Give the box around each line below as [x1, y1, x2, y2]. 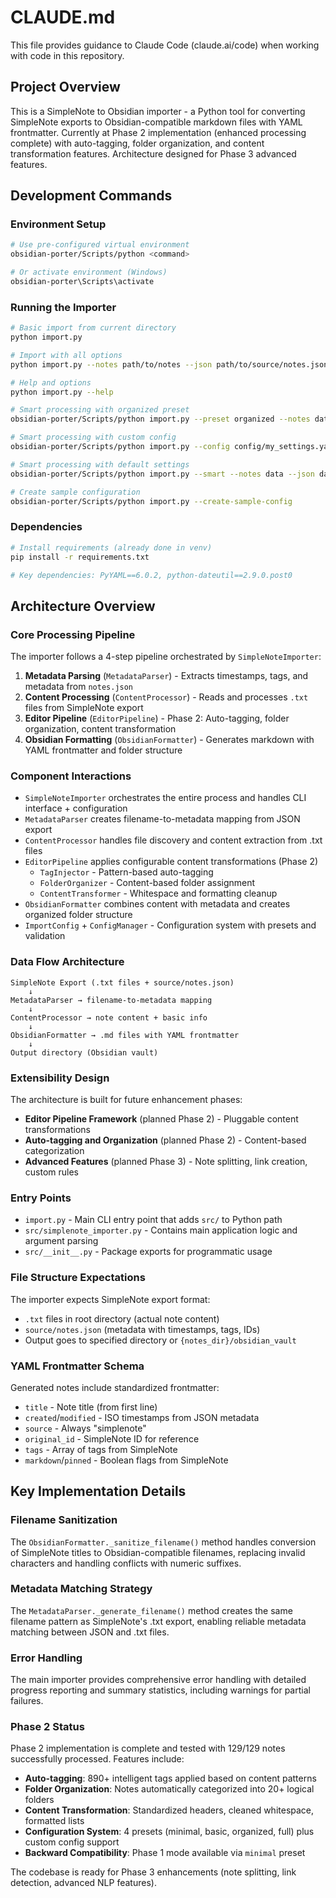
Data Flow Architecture [10, 955, 125, 969]
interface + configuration [24, 802, 128, 815]
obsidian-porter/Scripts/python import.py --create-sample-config [10, 496, 293, 506]
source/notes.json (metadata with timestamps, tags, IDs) [24, 1323, 261, 1335]
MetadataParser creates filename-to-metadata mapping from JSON [24, 813, 301, 825]
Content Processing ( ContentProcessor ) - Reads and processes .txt [24, 691, 309, 703]
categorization [24, 1144, 85, 1156]
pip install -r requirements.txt [10, 552, 150, 562]
